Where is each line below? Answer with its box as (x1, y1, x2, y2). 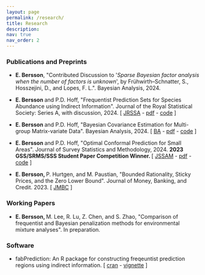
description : (6, 26, 40, 32)
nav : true (6, 32, 32, 38)
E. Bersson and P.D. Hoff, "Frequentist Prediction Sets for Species (15, 96, 182, 104)
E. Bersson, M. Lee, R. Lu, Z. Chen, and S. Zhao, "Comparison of (15, 213, 179, 220)
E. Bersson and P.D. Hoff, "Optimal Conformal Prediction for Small (15, 139, 182, 147)
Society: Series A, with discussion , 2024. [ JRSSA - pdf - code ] (15, 109, 176, 117)
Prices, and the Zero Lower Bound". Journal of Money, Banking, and (15, 177, 187, 185)
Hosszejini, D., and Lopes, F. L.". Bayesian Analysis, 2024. (15, 84, 161, 92)
